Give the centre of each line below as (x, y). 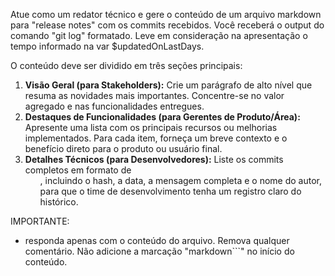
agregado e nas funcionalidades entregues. (114, 106)
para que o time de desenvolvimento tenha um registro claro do (170, 191)
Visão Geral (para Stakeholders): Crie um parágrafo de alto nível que (168, 85)
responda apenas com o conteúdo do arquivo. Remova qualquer (157, 240)
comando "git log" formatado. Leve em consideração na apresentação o (159, 35)
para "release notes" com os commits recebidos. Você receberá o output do (167, 25)
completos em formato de (78, 170)
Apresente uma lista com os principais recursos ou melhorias (151, 127)
